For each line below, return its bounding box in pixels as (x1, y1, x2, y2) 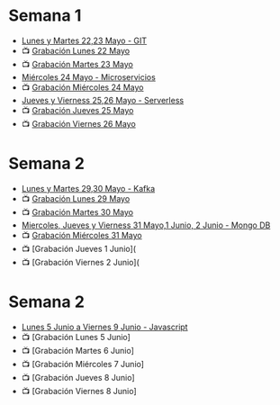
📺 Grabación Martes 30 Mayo (21, 206, 134, 217)
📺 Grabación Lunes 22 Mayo (21, 45, 131, 56)
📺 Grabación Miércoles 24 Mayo (21, 82, 144, 93)
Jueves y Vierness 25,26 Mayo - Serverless (21, 94, 185, 105)
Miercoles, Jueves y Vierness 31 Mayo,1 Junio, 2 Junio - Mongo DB (21, 220, 271, 230)
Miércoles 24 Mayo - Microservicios (21, 71, 157, 82)
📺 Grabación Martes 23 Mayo (21, 58, 134, 69)
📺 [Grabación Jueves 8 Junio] (21, 372, 136, 382)
